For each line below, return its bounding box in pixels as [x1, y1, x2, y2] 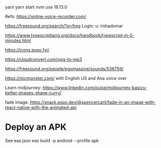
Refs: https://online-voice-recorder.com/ [5, 14, 87, 19]
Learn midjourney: [5, 85, 42, 91]
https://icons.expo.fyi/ [5, 47, 50, 53]
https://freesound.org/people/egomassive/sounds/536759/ [5, 66, 124, 72]
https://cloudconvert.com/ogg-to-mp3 [5, 56, 82, 62]
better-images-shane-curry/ [5, 90, 62, 95]
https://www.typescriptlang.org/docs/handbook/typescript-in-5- [5, 33, 135, 38]
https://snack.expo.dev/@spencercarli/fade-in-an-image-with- [30, 99, 156, 105]
